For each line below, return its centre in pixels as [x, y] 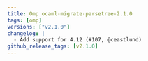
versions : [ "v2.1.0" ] [39, 27]
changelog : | [26, 33]
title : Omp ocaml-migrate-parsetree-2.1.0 [70, 14]
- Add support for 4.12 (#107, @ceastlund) [77, 40]
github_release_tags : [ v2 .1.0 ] [53, 46]
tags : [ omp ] [24, 20]
